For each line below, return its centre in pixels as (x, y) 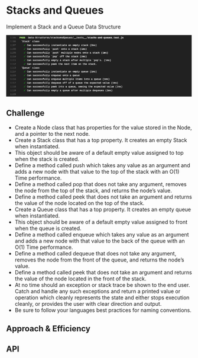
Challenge (25, 113)
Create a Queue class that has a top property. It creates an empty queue (103, 209)
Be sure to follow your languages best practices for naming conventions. (103, 310)
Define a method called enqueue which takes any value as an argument (102, 234)
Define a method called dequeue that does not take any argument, (95, 253)
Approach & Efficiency (48, 329)
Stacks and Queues (55, 10)
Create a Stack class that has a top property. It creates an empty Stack (101, 140)
